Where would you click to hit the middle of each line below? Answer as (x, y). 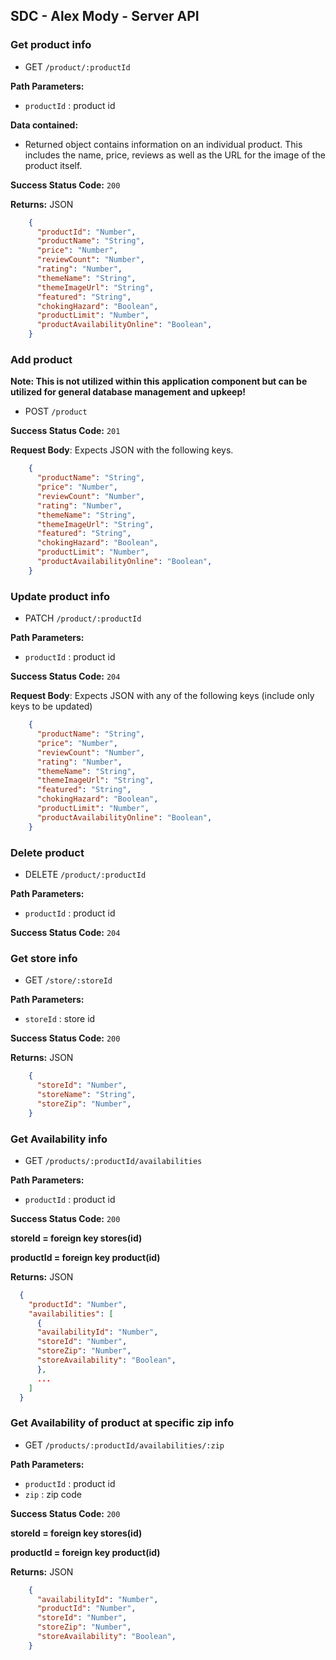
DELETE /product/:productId (85, 874)
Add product (41, 359)
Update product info (60, 596)
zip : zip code (53, 1494)
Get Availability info (59, 1139)
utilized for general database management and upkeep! (128, 392)
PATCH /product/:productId (83, 618)
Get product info (51, 45)
